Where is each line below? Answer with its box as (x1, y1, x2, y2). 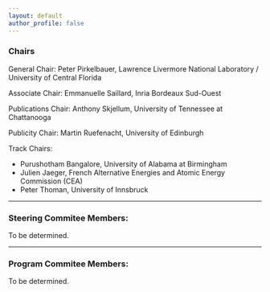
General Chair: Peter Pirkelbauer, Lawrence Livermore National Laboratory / (8, 64, 259, 73)
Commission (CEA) (19, 176, 83, 186)
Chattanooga (8, 112, 51, 121)
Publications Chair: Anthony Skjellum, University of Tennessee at (8, 104, 223, 113)
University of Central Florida (8, 72, 102, 82)
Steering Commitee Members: (8, 212, 129, 224)
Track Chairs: (8, 143, 53, 153)
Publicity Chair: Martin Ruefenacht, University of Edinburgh (8, 128, 204, 138)
